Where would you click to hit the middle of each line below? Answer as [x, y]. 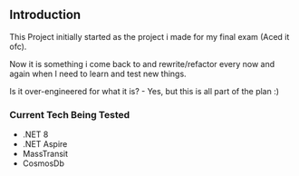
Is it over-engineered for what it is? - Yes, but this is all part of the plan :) [144, 91]
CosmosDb [43, 163]
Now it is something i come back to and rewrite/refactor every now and [142, 64]
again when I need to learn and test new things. [98, 73]
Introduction [45, 15]
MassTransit [45, 154]
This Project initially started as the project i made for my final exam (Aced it [149, 36]
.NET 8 [35, 134]
